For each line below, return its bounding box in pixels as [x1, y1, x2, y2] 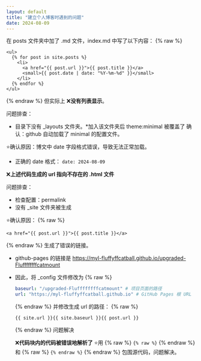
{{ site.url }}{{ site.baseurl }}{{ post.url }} [14, 315, 139, 321]
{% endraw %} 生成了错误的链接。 [6, 242, 92, 249]
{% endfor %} [11, 81, 44, 87]
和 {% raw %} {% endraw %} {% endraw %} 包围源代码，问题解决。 [14, 348, 180, 356]
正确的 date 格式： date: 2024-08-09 [14, 158, 106, 165]
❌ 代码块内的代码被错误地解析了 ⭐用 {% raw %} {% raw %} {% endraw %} [14, 339, 196, 347]
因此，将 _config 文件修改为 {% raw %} [14, 274, 112, 281]
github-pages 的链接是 [14, 255, 71, 262]
